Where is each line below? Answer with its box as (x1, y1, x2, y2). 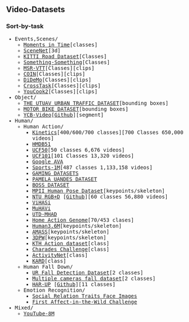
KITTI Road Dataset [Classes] (23, 53, 107, 60)
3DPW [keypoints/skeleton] (32, 234, 106, 241)
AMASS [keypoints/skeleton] (32, 228, 110, 235)
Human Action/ (23, 123, 64, 130)
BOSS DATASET (32, 181, 70, 188)
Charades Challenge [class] (32, 245, 110, 252)
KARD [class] (32, 257, 67, 264)
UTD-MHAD (32, 210, 57, 217)
